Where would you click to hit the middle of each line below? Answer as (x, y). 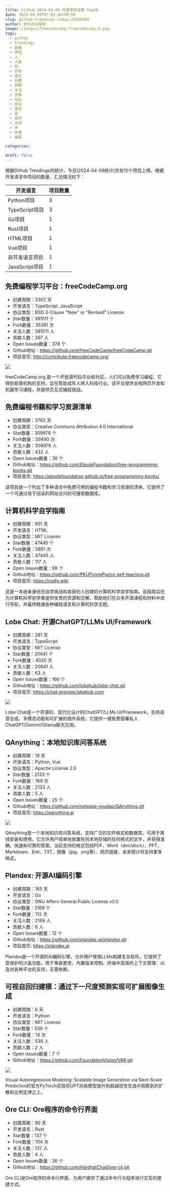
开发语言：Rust (28, 1129)
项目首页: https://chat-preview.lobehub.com (58, 692)
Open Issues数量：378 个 (39, 344)
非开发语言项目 (26, 257)
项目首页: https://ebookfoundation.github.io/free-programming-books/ (86, 476)
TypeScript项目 (26, 210)
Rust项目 (18, 229)
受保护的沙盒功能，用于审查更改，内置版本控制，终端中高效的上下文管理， (83, 963)
